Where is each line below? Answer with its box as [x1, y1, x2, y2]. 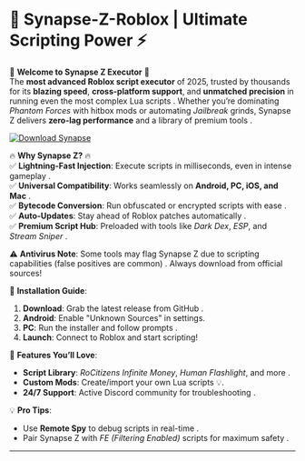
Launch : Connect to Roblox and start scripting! [22, 332, 198, 343]
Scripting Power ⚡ [9, 30, 148, 51]
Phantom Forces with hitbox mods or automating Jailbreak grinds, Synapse [9, 105, 291, 115]
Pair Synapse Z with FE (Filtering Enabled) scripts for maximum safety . [22, 432, 290, 443]
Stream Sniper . [9, 230, 68, 241]
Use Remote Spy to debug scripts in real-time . [22, 423, 200, 434]
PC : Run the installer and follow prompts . [22, 322, 179, 333]
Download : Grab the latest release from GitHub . [22, 303, 204, 314]
